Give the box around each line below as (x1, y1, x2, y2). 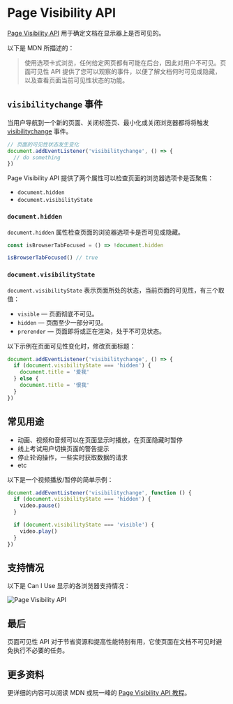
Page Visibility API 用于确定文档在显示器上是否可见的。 (7, 29, 165, 37)
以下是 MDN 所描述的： (7, 43, 75, 52)
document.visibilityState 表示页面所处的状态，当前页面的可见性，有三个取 (7, 286, 225, 294)
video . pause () (20, 502, 61, 509)
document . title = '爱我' (20, 369, 90, 376)
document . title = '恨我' (20, 382, 90, 389)
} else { (13, 375, 39, 382)
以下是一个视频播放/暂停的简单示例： (7, 475, 114, 483)
